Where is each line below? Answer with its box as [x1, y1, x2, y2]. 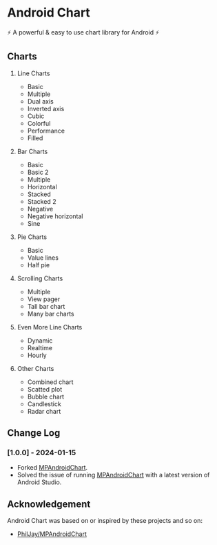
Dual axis [27, 97, 54, 105]
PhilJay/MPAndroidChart [17, 530, 87, 538]
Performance [27, 126, 65, 135]
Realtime [27, 343, 53, 352]
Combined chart [27, 378, 74, 386]
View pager [27, 295, 61, 303]
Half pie [27, 260, 50, 269]
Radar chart [27, 407, 61, 415]
